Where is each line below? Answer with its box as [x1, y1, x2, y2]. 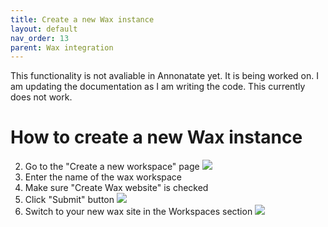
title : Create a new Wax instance [10, 14, 155, 25]
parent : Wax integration [10, 42, 114, 53]
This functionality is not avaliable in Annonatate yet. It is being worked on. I [10, 70, 319, 82]
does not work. [10, 91, 73, 103]
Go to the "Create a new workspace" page [24, 161, 200, 173]
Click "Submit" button [24, 194, 115, 206]
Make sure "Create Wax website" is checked [24, 182, 209, 194]
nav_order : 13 [10, 33, 70, 43]
